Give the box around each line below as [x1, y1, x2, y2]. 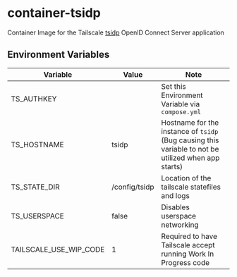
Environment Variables [7, 49, 110, 61]
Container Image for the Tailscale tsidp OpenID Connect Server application [7, 28, 224, 37]
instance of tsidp [161, 126, 219, 136]
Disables [161, 202, 190, 212]
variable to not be [161, 144, 219, 154]
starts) [161, 161, 183, 171]
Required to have [161, 231, 217, 241]
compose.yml [161, 108, 201, 116]
